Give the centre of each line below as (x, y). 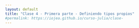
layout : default (22, 9)
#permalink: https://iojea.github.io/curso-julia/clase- (64, 18)
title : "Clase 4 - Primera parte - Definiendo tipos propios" (70, 14)
